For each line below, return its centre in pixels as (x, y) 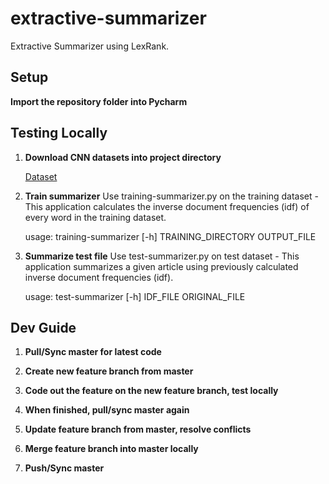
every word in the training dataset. (95, 217)
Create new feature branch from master (109, 371)
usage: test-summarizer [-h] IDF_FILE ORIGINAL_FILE (135, 296)
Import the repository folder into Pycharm (99, 101)
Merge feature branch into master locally (111, 449)
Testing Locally (59, 133)
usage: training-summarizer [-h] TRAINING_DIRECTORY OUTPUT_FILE (170, 236)
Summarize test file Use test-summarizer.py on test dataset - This (162, 256)
